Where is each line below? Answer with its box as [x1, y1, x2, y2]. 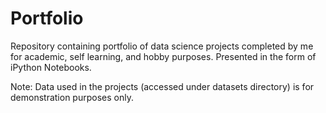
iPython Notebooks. [10, 61, 92, 73]
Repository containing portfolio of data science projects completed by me [10, 40, 314, 52]
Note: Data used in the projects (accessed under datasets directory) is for [10, 80, 315, 92]
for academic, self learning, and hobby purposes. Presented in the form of [10, 50, 317, 62]
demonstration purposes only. [10, 91, 134, 103]
